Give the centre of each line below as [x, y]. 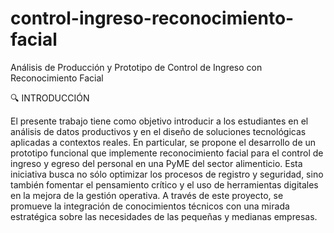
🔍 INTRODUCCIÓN [50, 98]
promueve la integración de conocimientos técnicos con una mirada [150, 206]
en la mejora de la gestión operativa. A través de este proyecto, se [147, 195]
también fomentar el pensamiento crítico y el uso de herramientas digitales [164, 184]
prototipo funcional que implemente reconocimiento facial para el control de [167, 153]
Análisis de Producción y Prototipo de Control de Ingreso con [136, 67]
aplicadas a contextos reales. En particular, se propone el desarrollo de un [163, 142]
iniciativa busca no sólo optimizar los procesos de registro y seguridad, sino [167, 174]
